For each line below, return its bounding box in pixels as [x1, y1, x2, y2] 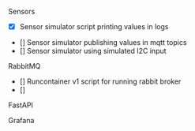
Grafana [8, 116, 35, 125]
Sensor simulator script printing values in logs [19, 22, 169, 31]
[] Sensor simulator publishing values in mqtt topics [19, 38, 187, 47]
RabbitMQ [8, 62, 41, 71]
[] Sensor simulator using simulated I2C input [19, 47, 167, 56]
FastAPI [8, 100, 34, 110]
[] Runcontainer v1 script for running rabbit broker [19, 77, 182, 86]
